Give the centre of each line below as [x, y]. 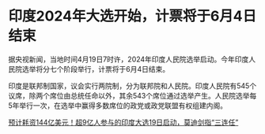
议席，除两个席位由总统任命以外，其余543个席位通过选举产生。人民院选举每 [132, 95]
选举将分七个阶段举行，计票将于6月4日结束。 [96, 69]
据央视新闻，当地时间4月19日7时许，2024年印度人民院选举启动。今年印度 [129, 59]
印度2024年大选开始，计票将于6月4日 [132, 16]
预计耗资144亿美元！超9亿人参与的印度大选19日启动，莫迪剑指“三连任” [123, 122]
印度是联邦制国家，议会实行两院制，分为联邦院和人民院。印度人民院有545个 [132, 86]
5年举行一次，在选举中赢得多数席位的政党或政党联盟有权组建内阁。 [118, 105]
